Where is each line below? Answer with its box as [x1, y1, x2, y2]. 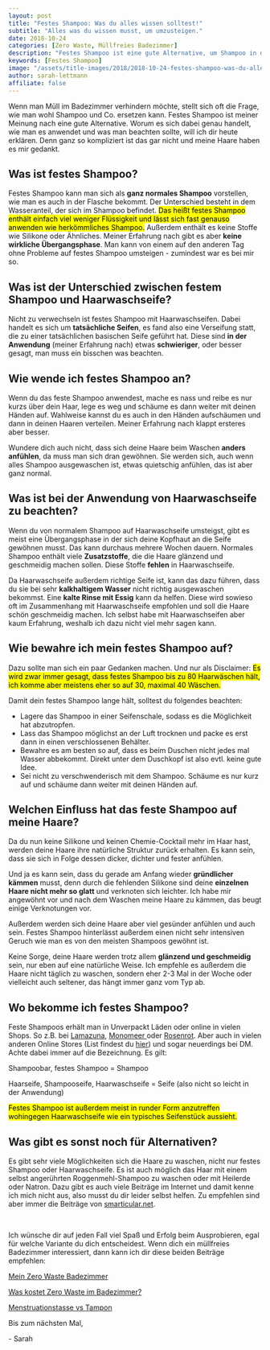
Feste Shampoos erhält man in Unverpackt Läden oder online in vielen [8, 1023, 241, 1032]
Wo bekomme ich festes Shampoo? [8, 1001, 189, 1015]
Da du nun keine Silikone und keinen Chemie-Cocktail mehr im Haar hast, [8, 837, 252, 846]
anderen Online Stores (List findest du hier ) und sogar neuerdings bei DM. [8, 1039, 253, 1049]
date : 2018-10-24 [8, 34, 67, 43]
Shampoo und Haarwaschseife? [8, 293, 172, 307]
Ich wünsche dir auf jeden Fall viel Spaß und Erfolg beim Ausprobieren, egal [8, 1230, 260, 1240]
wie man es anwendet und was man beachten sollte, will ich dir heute [8, 126, 239, 137]
